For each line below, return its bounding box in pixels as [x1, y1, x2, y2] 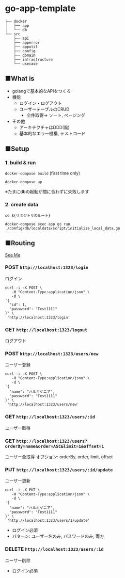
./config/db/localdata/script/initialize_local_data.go [5, 226, 120, 231]
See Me [5, 252, 21, 257]
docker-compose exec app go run [5, 222, 70, 226]
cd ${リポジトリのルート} [5, 213, 51, 218]
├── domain [14, 53, 36, 58]
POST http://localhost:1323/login [5, 264, 89, 271]
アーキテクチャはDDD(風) [19, 124, 70, 130]
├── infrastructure [14, 57, 53, 62]
